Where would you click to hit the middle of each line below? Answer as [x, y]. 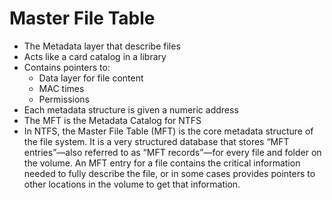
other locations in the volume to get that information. [132, 184]
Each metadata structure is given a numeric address [131, 109]
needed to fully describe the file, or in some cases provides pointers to [169, 173]
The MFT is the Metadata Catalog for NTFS [112, 120]
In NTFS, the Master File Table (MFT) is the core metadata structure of [168, 131]
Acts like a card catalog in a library [95, 56]
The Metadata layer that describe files [102, 46]
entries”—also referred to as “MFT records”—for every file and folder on [172, 152]
